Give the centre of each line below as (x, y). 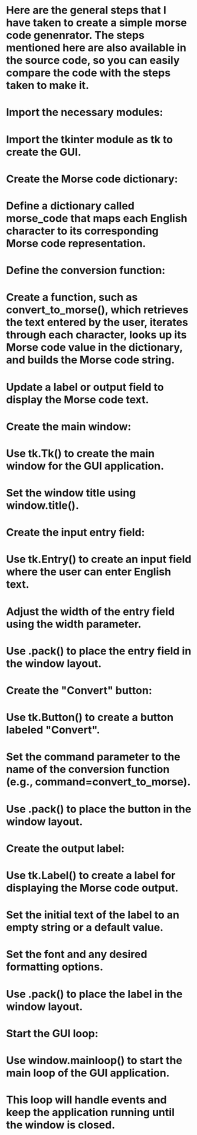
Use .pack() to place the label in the (94, 994)
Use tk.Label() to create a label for (91, 875)
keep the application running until (91, 1113)
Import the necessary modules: (85, 112)
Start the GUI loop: (52, 1033)
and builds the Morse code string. (91, 360)
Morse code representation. (76, 243)
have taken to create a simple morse (97, 23)
